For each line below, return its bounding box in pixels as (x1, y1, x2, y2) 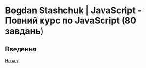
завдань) (5, 26, 44, 36)
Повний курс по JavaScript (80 (5, 15, 137, 26)
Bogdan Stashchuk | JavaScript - (5, 5, 142, 16)
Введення (5, 45, 37, 53)
